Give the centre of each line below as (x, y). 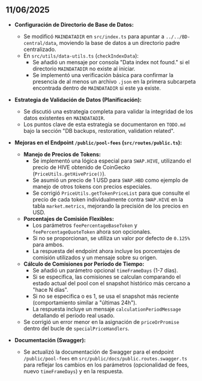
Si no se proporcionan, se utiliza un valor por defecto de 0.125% (111, 238)
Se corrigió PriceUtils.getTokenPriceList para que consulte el (111, 193)
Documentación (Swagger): (50, 340)
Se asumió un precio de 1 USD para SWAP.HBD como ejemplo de (110, 180)
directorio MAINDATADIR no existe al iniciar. (84, 69)
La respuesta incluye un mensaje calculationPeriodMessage (107, 309)
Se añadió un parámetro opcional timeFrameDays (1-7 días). (105, 270)
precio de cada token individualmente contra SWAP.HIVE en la (108, 199)
